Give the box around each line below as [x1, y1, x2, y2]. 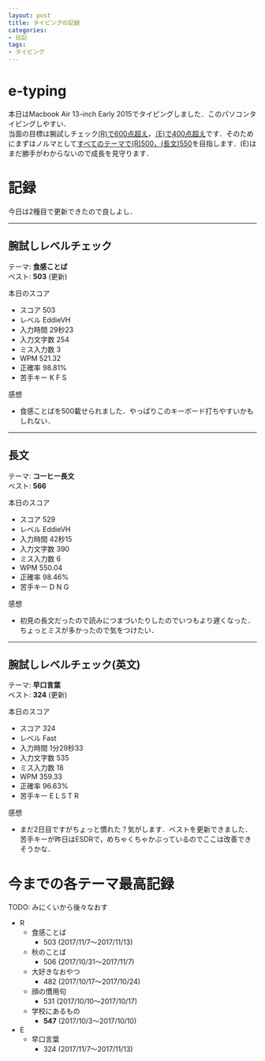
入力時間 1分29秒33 [19, 743, 84, 753]
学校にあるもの [31, 1007, 80, 1016]
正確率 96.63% [19, 781, 69, 791]
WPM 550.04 [19, 563, 63, 572]
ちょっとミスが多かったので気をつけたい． [19, 625, 159, 635]
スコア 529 [19, 514, 56, 524]
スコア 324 [19, 724, 56, 733]
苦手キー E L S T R [19, 791, 79, 801]
